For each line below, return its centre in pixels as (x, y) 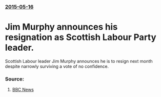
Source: (15, 79)
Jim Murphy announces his (61, 27)
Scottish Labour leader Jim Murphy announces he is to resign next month (79, 61)
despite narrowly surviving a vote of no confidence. (57, 66)
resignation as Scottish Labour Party (81, 37)
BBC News (23, 90)
